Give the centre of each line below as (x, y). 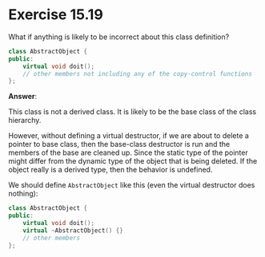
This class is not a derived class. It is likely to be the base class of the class (132, 112)
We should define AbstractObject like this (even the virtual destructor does (132, 185)
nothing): (23, 194)
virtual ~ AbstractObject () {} (73, 230)
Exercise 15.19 (56, 15)
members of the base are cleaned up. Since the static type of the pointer (128, 152)
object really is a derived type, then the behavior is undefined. (110, 170)
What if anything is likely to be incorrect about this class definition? (119, 37)
